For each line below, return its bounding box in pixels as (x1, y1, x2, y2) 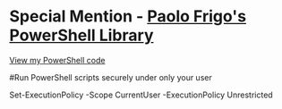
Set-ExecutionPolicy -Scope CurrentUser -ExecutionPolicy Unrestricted (9, 89, 273, 100)
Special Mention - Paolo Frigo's (9, 6, 247, 27)
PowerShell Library (9, 25, 154, 46)
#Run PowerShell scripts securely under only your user (9, 71, 212, 82)
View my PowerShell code (9, 54, 106, 65)
